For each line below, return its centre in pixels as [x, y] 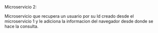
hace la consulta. [22, 26]
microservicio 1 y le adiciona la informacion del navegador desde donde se [79, 21]
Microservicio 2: [21, 7]
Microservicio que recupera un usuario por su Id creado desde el [69, 16]
